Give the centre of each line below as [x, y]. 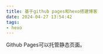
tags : [13, 22]
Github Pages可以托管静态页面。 [46, 45]
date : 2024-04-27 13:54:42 [39, 17]
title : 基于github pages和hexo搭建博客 [52, 11]
